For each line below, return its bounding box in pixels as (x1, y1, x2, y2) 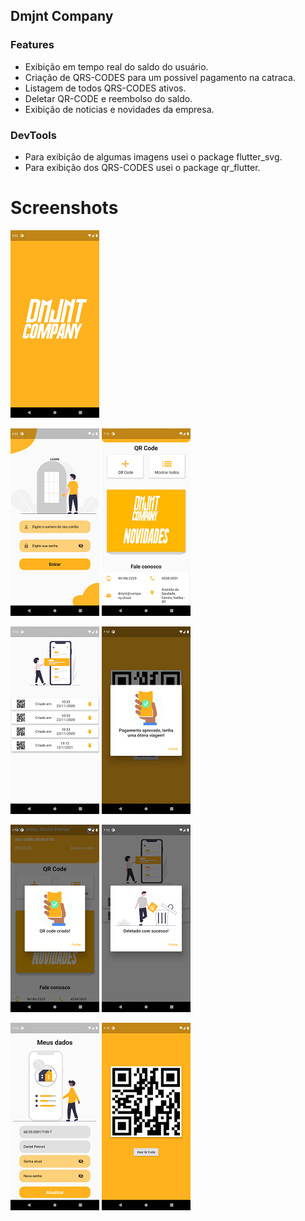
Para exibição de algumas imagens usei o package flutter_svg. (24, 150, 283, 163)
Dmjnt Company (10, 8, 114, 25)
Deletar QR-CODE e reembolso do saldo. (24, 92, 193, 104)
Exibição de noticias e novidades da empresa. (24, 103, 215, 115)
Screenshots (10, 197, 119, 219)
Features (10, 38, 55, 52)
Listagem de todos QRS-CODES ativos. (24, 82, 187, 94)
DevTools (10, 128, 57, 142)
